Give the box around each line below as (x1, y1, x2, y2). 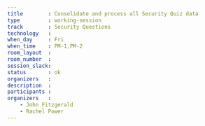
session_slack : (7, 62, 52, 69)
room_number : (7, 56, 52, 63)
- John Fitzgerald (20, 101, 73, 108)
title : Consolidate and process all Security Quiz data (7, 10, 199, 17)
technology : (7, 29, 52, 37)
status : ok (7, 69, 61, 76)
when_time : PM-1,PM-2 (7, 43, 83, 50)
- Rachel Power (20, 108, 64, 115)
